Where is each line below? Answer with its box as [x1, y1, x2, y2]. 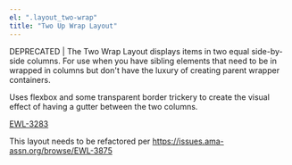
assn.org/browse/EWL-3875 [9, 144, 113, 156]
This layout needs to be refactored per [9, 136, 151, 146]
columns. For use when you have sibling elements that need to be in [26, 55, 277, 66]
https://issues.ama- [152, 136, 225, 146]
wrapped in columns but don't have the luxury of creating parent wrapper [9, 64, 279, 76]
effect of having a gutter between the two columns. [9, 101, 198, 111]
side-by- [251, 45, 283, 56]
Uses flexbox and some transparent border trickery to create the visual [9, 91, 271, 103]
